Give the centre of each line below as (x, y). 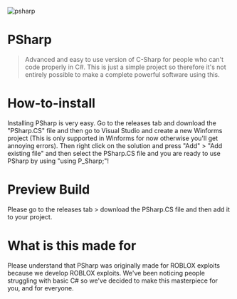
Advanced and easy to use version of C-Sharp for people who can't (124, 59)
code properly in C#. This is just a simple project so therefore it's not (125, 67)
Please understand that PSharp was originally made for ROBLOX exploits (114, 265)
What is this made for (72, 246)
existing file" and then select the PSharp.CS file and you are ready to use (114, 153)
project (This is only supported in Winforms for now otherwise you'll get (113, 138)
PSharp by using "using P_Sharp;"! (58, 161)
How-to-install (52, 104)
